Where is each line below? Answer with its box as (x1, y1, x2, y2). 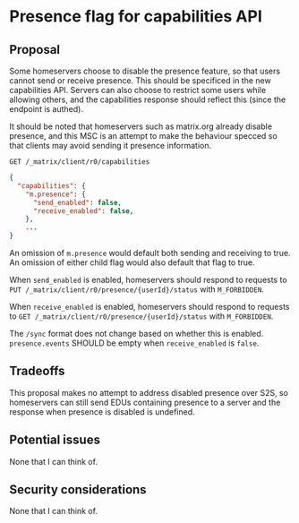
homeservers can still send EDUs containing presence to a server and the (9, 397, 281, 407)
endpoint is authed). (9, 104, 83, 114)
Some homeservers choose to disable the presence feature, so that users (9, 65, 280, 76)
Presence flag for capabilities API (9, 6, 262, 27)
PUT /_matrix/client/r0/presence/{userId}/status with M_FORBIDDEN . (9, 284, 264, 295)
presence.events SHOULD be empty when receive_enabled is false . (9, 338, 260, 348)
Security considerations (9, 482, 147, 498)
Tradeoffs (9, 364, 65, 379)
